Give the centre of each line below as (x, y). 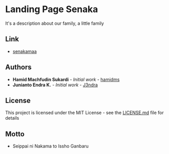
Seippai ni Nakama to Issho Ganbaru (51, 146)
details (12, 118)
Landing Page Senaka (52, 9)
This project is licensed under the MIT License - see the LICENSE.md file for (85, 113)
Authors (18, 67)
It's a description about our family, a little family (55, 23)
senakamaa (25, 51)
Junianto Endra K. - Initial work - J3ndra (55, 85)
